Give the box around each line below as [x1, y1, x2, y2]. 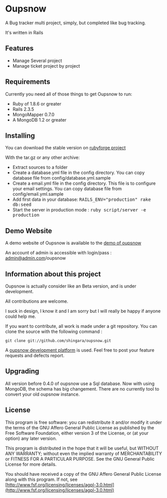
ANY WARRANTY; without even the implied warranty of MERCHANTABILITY [5, 450, 162, 457]
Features [5, 44, 34, 53]
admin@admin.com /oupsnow [5, 255, 66, 261]
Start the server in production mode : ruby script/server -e [12, 207, 146, 213]
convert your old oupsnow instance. [5, 391, 80, 397]
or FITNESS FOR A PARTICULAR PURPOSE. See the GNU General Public [5, 456, 155, 462]
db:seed [12, 202, 32, 207]
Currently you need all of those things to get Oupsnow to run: [5, 91, 132, 97]
